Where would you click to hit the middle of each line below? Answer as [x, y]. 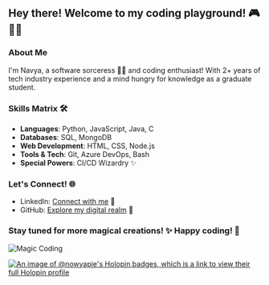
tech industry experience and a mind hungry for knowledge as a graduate [130, 78]
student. [22, 87]
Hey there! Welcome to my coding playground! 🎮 [134, 13]
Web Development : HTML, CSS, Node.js [87, 146]
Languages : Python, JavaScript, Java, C [87, 128]
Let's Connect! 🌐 [42, 184]
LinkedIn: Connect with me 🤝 [67, 202]
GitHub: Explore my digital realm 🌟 [77, 210]
